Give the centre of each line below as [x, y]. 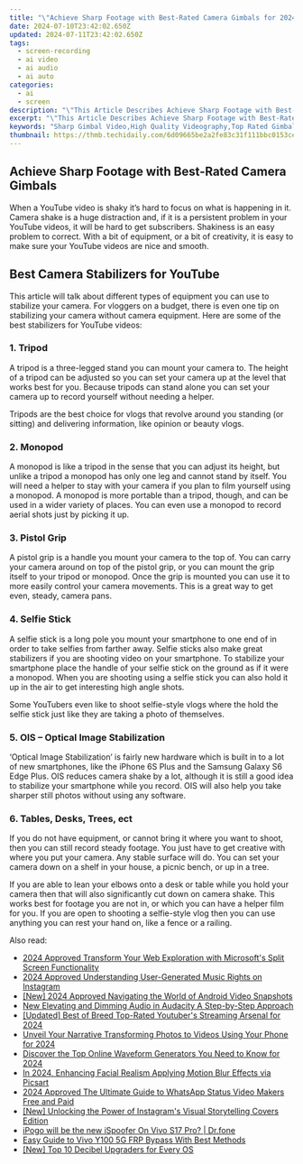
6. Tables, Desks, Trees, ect [71, 818]
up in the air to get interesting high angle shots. [97, 687]
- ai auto [36, 77]
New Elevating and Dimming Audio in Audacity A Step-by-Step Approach [158, 1006]
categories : [32, 85]
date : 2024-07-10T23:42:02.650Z [70, 26]
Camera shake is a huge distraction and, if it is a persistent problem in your [148, 217]
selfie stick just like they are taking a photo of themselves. [117, 714]
